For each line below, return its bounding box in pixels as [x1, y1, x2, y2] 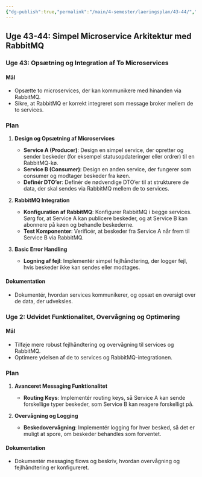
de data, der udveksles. [14, 297, 74, 305]
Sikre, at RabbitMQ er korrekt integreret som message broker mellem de [14, 100, 194, 107]
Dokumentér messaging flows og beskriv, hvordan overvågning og [14, 458, 180, 465]
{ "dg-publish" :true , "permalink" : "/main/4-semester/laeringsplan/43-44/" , [5, 8, 195, 15]
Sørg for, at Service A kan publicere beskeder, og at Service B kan [23, 215, 188, 222]
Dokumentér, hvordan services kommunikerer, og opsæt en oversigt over [14, 291, 196, 299]
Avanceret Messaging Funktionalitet [14, 382, 108, 390]
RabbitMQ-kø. [23, 159, 58, 166]
